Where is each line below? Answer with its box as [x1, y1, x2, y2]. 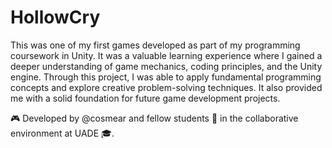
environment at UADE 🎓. [10, 127, 115, 139]
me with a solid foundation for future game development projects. [10, 92, 281, 104]
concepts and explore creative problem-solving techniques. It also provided [10, 81, 323, 93]
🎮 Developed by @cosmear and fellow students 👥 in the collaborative [10, 112, 299, 124]
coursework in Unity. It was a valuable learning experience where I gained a [10, 49, 323, 61]
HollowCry [10, 6, 101, 29]
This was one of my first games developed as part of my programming [10, 39, 301, 51]
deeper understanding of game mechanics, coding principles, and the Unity [10, 60, 323, 72]
